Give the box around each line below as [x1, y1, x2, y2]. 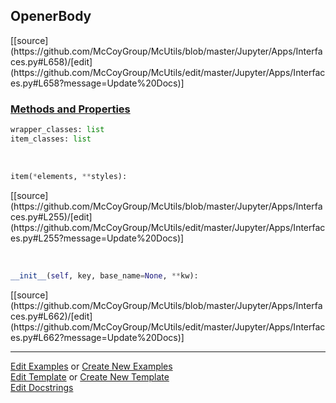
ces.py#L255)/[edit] [10, 210, 93, 223]
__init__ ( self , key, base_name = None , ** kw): [10, 270, 199, 281]
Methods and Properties [10, 102, 131, 116]
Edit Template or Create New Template [10, 370, 170, 383]
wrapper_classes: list [10, 125, 105, 135]
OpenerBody [10, 8, 92, 25]
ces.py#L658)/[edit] [10, 55, 93, 68]
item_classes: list [10, 134, 92, 144]
